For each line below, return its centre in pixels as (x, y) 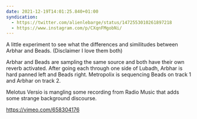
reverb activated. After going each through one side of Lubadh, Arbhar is (94, 69)
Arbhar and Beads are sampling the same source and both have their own (95, 62)
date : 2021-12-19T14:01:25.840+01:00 (52, 11)
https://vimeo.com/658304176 (43, 110)
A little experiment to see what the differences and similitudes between (92, 45)
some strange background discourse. (51, 98)
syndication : (22, 17)
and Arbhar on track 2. (34, 81)
